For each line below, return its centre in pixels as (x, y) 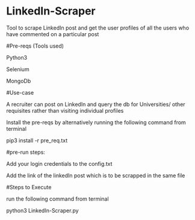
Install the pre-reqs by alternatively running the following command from (96, 122)
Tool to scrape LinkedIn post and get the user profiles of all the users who (98, 28)
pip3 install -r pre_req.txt (37, 140)
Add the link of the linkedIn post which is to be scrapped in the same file (96, 175)
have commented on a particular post (53, 34)
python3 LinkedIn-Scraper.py (43, 210)
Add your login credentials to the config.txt (59, 163)
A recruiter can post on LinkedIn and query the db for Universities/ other (96, 104)
